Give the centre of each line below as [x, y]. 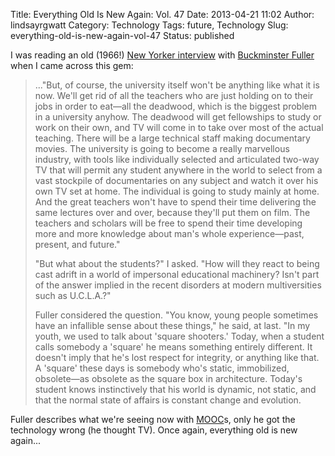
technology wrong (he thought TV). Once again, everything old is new [154, 430]
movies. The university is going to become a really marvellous [162, 148]
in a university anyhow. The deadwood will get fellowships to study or [178, 117]
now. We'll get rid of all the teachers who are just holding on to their [174, 95]
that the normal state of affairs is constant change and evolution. [168, 400]
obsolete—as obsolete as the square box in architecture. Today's [168, 378]
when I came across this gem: [72, 65]
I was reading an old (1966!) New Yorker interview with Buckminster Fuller [162, 55]
